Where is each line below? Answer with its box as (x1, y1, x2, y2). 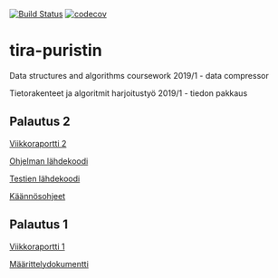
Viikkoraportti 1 (9, 241, 65, 252)
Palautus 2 (9, 114, 71, 129)
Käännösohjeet (9, 190, 66, 201)
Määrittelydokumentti (9, 258, 89, 269)
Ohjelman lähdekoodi (9, 155, 89, 167)
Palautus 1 (9, 217, 69, 233)
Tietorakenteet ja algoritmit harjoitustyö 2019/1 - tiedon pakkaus (9, 87, 248, 99)
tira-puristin (9, 41, 102, 61)
